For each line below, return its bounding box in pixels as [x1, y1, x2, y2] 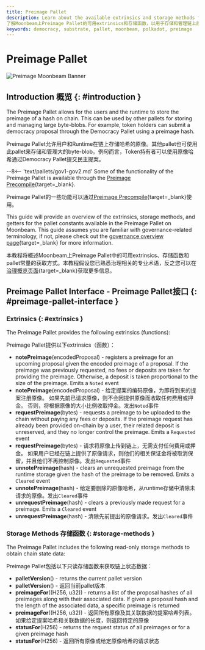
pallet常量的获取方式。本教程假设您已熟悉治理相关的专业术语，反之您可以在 [6, 259, 197, 266]
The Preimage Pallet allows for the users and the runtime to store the [6, 108, 179, 115]
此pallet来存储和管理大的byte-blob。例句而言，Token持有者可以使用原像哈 [6, 148, 194, 155]
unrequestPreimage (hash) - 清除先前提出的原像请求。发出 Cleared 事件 [15, 512, 193, 519]
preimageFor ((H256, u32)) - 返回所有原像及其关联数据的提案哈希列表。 [15, 608, 195, 616]
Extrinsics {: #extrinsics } [6, 315, 84, 323]
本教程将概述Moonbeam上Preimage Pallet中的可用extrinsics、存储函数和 [6, 251, 189, 259]
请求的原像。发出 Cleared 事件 [15, 492, 88, 499]
